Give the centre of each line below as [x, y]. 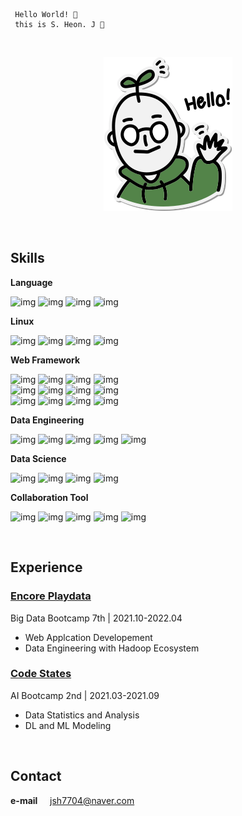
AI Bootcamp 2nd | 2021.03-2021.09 [85, 695]
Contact [36, 776]
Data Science [38, 458]
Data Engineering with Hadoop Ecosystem [112, 648]
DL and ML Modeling [68, 725]
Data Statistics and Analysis [82, 715]
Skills [27, 258]
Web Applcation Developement [88, 637]
